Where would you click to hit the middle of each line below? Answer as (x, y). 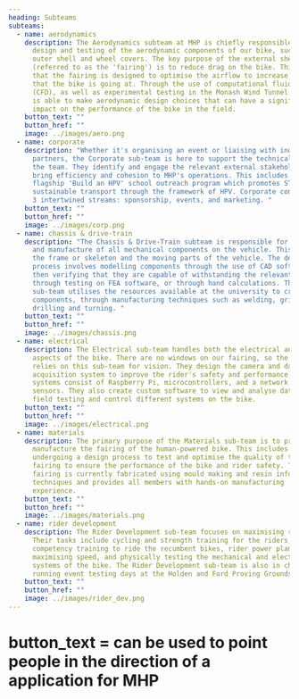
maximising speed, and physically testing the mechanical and (150, 557)
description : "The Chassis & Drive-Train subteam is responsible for (157, 242)
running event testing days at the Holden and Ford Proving (146, 574)
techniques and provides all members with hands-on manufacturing (158, 482)
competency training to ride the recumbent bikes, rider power (152, 549)
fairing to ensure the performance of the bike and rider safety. (158, 466)
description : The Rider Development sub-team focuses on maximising (154, 532)
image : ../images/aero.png (75, 134)
